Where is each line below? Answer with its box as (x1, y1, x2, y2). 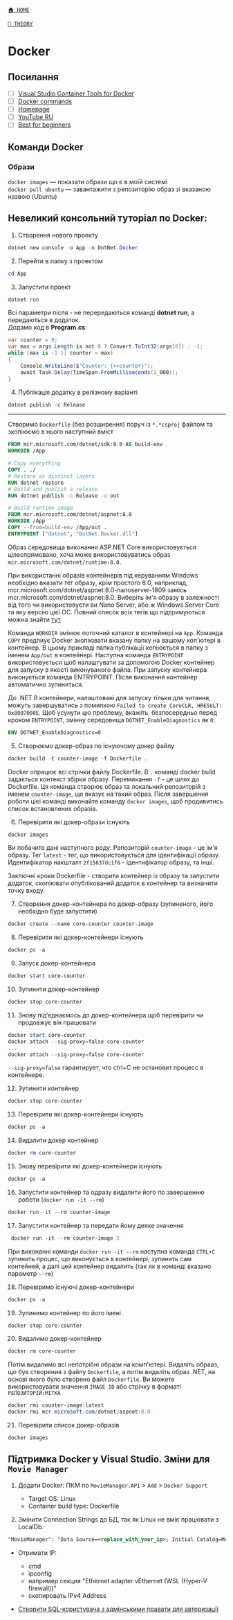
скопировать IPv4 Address (28, 1591, 106, 1599)
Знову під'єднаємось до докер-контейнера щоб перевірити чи (17, 1011, 204, 1019)
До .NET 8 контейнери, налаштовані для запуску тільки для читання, (8, 693, 211, 702)
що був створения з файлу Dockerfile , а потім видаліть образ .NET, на (8, 1368, 216, 1376)
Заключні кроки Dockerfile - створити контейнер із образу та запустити (8, 872, 220, 880)
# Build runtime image (8, 505, 73, 512)
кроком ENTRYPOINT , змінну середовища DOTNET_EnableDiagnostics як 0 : (8, 715, 216, 724)
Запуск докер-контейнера (17, 959, 96, 968)
